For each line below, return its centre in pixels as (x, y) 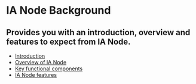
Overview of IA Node (41, 62)
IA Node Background (59, 10)
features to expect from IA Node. (68, 41)
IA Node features (36, 75)
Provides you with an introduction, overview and (98, 32)
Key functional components (49, 69)
